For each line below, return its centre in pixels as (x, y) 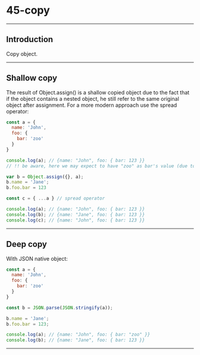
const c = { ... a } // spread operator (56, 199)
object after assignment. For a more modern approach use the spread (92, 105)
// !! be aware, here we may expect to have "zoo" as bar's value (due (97, 166)
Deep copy (27, 244)
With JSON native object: (37, 258)
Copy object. (22, 53)
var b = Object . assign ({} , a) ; (45, 177)
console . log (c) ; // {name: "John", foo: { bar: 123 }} (76, 220)
